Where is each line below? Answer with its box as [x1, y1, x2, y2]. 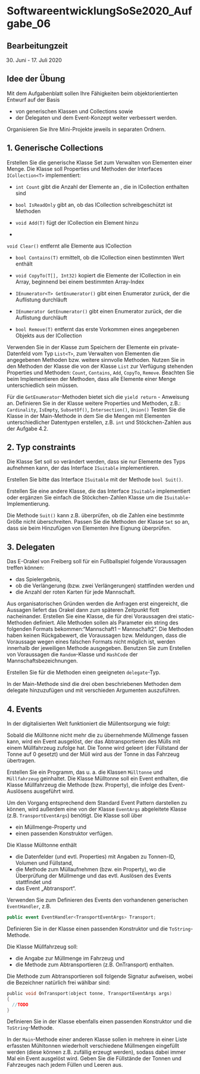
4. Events [7, 704, 42, 714]
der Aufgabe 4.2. [7, 425, 48, 432]
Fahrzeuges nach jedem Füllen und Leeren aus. [7, 1061, 123, 1069]
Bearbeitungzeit [7, 41, 68, 51]
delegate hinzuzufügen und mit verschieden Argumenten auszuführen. [7, 686, 180, 694]
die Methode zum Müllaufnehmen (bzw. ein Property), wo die [15, 866, 166, 873]
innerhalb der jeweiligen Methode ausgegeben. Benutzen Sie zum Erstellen [7, 645, 191, 652]
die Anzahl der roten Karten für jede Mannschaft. [15, 588, 136, 596]
